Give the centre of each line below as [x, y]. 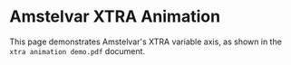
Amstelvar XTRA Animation [115, 17]
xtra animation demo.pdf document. [78, 51]
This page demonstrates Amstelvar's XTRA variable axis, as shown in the [146, 42]
